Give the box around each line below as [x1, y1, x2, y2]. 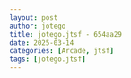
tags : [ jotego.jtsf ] [9, 55, 87, 64]
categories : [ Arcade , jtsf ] [9, 47, 115, 56]
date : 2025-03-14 [9, 38, 74, 48]
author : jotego [9, 22, 66, 30]
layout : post [9, 13, 58, 22]
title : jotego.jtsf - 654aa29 [9, 30, 123, 39]
